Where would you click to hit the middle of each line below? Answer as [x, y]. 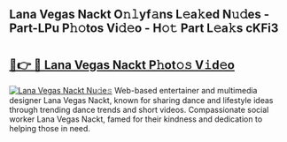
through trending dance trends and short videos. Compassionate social [139, 110]
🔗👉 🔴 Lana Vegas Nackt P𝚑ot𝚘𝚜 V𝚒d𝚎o [122, 65]
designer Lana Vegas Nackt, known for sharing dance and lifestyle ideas [141, 100]
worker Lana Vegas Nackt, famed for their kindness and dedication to [136, 119]
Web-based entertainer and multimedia [186, 90]
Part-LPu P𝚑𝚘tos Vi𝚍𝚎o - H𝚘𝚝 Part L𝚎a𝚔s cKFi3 [144, 29]
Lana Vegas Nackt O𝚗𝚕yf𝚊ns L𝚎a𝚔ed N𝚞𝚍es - [140, 15]
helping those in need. [50, 128]
